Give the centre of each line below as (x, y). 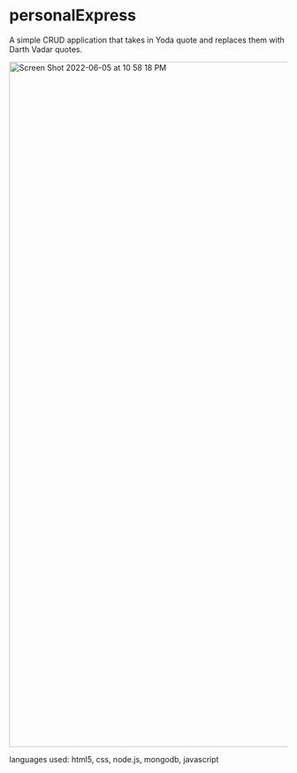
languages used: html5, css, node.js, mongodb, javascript (114, 759)
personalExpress (73, 15)
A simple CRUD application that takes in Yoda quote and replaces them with (147, 40)
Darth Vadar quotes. (46, 49)
